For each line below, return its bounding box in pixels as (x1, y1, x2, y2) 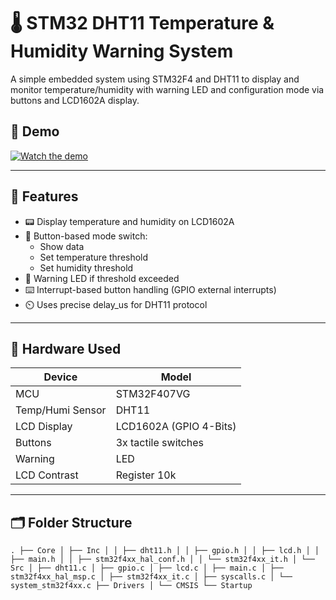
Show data (39, 240, 85, 252)
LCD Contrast (15, 468, 79, 482)
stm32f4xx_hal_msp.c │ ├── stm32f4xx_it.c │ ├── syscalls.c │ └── (10, 572, 293, 582)
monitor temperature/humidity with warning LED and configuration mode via (10, 83, 325, 95)
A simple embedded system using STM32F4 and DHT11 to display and (10, 73, 300, 85)
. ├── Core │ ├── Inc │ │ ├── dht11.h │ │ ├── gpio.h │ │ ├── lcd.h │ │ (10, 546, 320, 556)
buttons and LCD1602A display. (10, 94, 140, 106)
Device (43, 370, 78, 384)
